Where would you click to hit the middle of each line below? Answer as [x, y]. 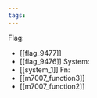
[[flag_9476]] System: [54, 61]
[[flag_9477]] [40, 53]
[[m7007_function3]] [52, 78]
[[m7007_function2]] [52, 86]
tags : [17, 15]
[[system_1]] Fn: [45, 69]
